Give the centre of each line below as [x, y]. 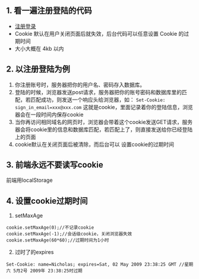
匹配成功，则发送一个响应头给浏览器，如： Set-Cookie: [98, 100]
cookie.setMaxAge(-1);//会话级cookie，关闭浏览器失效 [69, 234]
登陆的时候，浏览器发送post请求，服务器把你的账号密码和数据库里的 [98, 92]
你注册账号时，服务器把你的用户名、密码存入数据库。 [80, 85]
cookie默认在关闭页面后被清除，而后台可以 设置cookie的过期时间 [94, 144]
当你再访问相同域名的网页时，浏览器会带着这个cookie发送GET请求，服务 [104, 122]
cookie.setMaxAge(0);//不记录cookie [50, 228]
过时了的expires [34, 252]
